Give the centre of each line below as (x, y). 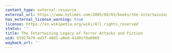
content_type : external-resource (41, 10)
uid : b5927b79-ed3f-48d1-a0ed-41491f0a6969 (52, 38)
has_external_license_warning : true (44, 19)
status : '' (17, 29)
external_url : (20, 15)
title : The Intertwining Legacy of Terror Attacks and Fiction (74, 33)
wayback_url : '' (23, 43)
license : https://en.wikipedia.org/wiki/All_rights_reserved (72, 24)
